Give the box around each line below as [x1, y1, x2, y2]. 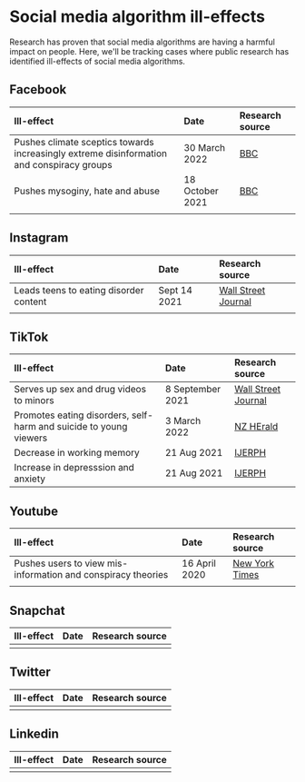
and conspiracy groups [14, 158, 113, 171]
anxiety [14, 472, 45, 485]
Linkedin [9, 727, 59, 742]
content [14, 295, 47, 308]
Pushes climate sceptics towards [14, 135, 154, 148]
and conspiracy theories [64, 569, 169, 581]
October [183, 184, 220, 197]
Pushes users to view [14, 557, 105, 569]
